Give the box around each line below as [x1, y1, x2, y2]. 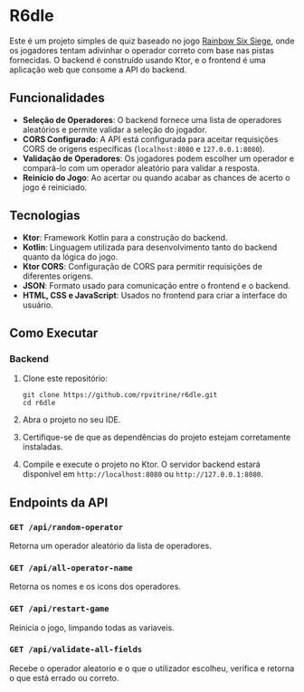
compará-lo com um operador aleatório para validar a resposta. [22, 162, 261, 173]
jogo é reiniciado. [22, 182, 88, 193]
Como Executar [9, 325, 99, 340]
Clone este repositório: [22, 373, 109, 384]
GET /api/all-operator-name [9, 563, 133, 573]
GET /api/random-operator [9, 522, 124, 532]
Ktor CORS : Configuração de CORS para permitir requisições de [22, 261, 262, 271]
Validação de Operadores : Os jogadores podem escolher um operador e [22, 153, 295, 164]
